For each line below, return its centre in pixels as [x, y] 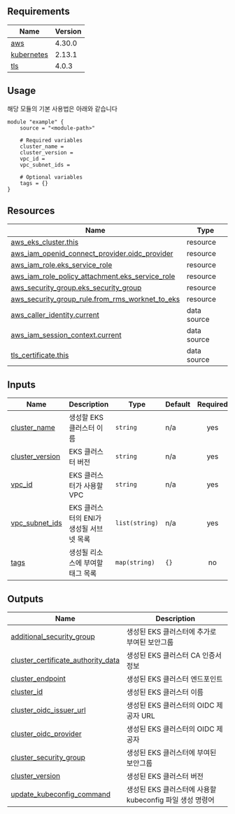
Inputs [22, 385]
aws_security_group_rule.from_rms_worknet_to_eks [95, 299]
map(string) [135, 563]
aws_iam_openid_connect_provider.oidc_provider [92, 254]
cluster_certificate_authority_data [65, 660]
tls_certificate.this [40, 355]
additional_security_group [53, 637]
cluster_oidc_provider [46, 734]
